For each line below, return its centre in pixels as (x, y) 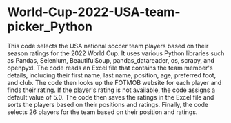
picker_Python (50, 27)
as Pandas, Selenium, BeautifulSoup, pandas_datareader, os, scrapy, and (111, 60)
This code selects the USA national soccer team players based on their (108, 46)
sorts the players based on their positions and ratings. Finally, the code (108, 104)
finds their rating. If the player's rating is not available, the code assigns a (111, 90)
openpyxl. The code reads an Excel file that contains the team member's (110, 68)
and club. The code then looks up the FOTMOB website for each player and (114, 82)
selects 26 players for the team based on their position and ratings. (102, 112)
